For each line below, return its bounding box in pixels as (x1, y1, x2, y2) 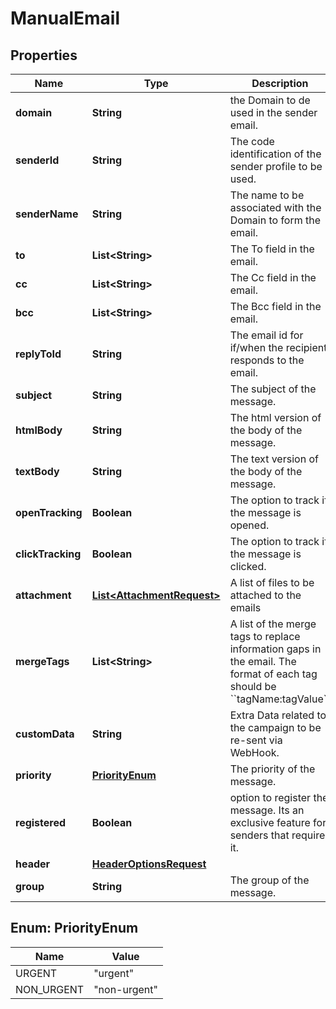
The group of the (229, 873, 310, 887)
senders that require (229, 828, 326, 842)
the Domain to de (229, 93, 311, 107)
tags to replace (229, 630, 301, 643)
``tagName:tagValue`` (229, 692, 331, 706)
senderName (15, 207, 79, 221)
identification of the (229, 147, 322, 161)
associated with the (229, 201, 322, 214)
